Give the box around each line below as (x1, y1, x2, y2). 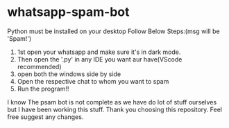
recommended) (17, 62, 62, 71)
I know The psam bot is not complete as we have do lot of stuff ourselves (7, 98, 217, 106)
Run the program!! (17, 84, 69, 93)
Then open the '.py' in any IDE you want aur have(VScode (17, 55, 183, 63)
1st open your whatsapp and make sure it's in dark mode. (17, 48, 181, 56)
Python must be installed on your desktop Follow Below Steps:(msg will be (7, 27, 220, 35)
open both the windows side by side (17, 70, 121, 78)
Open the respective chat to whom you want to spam (17, 77, 169, 85)
